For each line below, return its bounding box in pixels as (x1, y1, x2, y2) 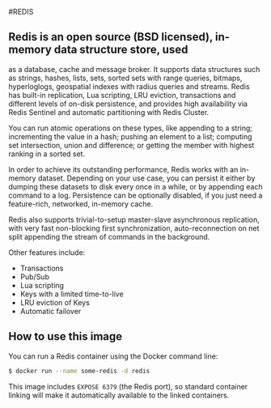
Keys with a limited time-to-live (19, 289, 124, 299)
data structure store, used (53, 43, 188, 57)
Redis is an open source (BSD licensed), (8, 30, 213, 44)
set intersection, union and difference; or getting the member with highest (8, 140, 255, 150)
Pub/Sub (19, 271, 50, 282)
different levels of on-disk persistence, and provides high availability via (8, 99, 248, 108)
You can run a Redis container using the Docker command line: (8, 351, 218, 361)
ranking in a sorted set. (8, 149, 86, 159)
